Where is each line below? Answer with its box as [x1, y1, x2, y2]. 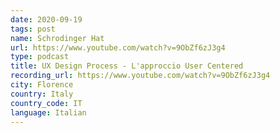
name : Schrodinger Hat [10, 33, 105, 43]
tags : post [10, 24, 56, 34]
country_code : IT [10, 98, 83, 108]
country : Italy [10, 89, 74, 99]
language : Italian [10, 107, 87, 118]
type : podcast [10, 52, 70, 62]
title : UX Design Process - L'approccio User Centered [10, 61, 244, 71]
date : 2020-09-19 [10, 14, 83, 25]
